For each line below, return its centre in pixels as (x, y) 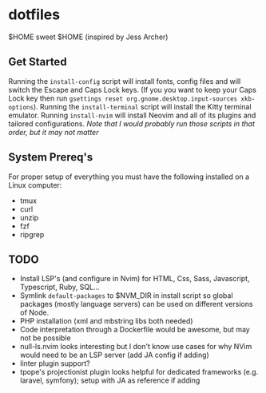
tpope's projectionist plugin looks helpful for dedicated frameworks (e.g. (139, 372)
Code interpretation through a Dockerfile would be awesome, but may (135, 330)
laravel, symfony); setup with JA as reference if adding (110, 380)
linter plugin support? (55, 363)
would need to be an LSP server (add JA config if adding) (114, 355)
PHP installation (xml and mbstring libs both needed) (106, 321)
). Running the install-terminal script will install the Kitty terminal (142, 106)
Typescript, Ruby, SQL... (60, 287)
